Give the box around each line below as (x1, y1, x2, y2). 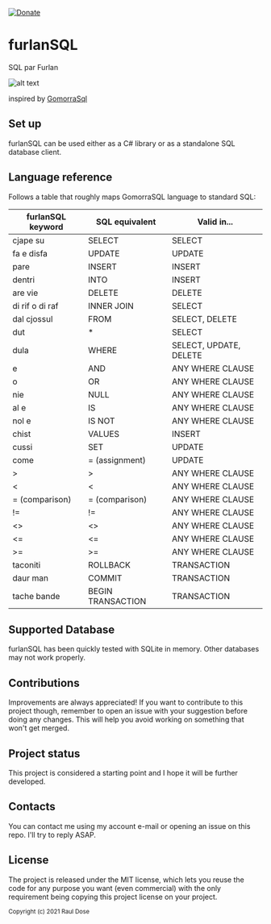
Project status (8, 747, 81, 760)
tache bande (12, 590, 60, 601)
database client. (8, 147, 62, 156)
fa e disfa (12, 248, 48, 259)
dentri (12, 274, 35, 285)
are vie (12, 287, 39, 298)
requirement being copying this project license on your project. (8, 892, 218, 901)
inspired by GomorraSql (8, 94, 87, 103)
